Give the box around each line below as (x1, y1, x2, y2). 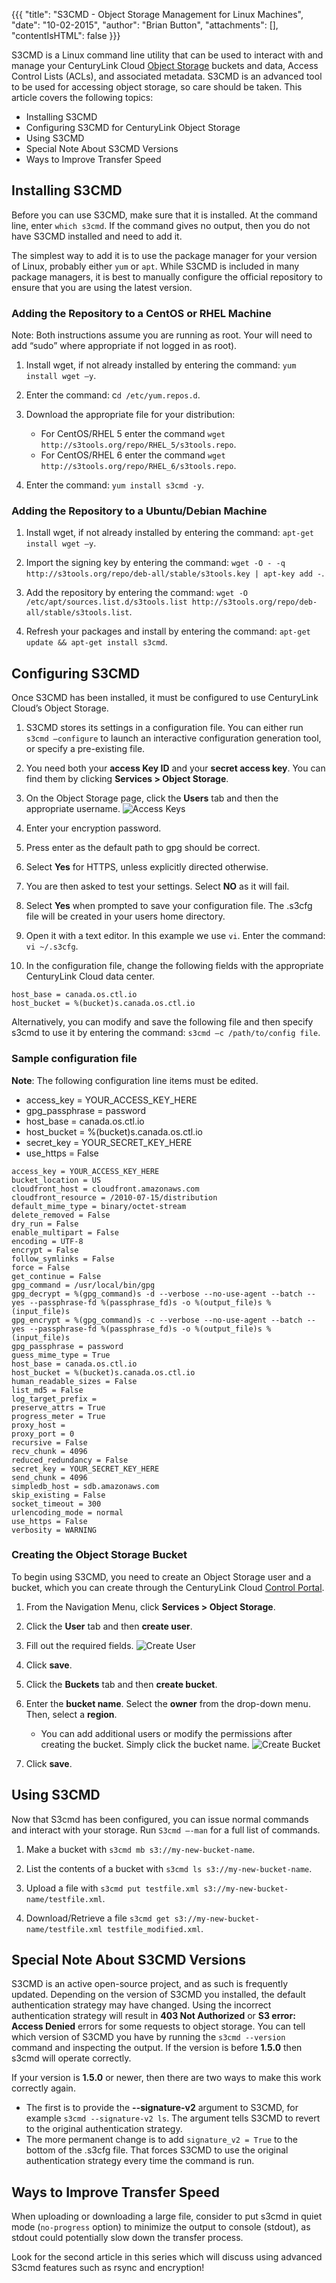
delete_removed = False (11, 1210, 111, 1220)
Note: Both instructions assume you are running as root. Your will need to (11, 329, 313, 341)
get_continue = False (11, 1271, 102, 1281)
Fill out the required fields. (25, 1639, 134, 1651)
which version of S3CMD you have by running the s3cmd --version (11, 2031, 286, 2043)
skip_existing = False (11, 1490, 106, 1500)
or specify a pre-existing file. (25, 743, 146, 755)
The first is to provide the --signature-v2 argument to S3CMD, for (25, 2102, 299, 2114)
